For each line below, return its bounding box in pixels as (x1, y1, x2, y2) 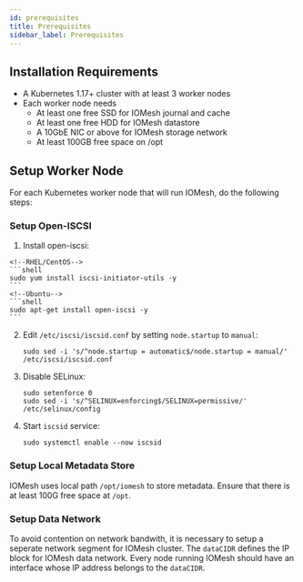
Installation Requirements (9, 64, 159, 79)
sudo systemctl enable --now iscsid (22, 438, 162, 447)
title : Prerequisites (9, 22, 92, 31)
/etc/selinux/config (22, 404, 101, 414)
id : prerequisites (9, 13, 79, 23)
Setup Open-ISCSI (9, 220, 93, 232)
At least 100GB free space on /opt (35, 137, 164, 148)
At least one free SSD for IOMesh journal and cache (35, 107, 230, 118)
